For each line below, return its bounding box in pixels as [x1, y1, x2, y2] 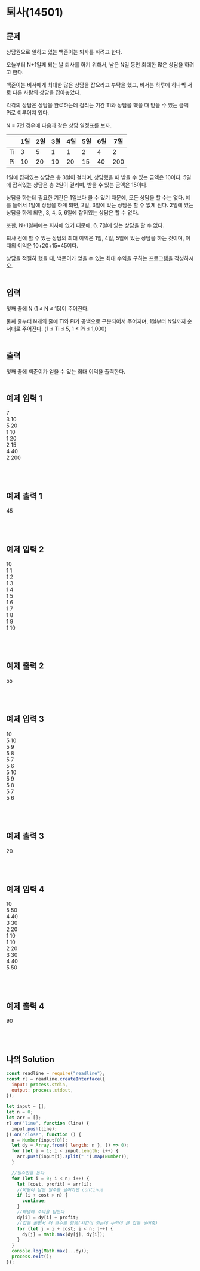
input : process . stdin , [11, 1082, 68, 1088]
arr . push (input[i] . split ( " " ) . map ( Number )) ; [17, 1153, 130, 1160]
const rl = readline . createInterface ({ [6, 1076, 106, 1082]
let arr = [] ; [6, 1115, 42, 1121]
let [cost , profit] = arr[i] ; [17, 1181, 93, 1187]
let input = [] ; [6, 1104, 47, 1110]
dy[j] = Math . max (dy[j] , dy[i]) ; [21, 1231, 106, 1237]
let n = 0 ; [6, 1109, 33, 1115]
